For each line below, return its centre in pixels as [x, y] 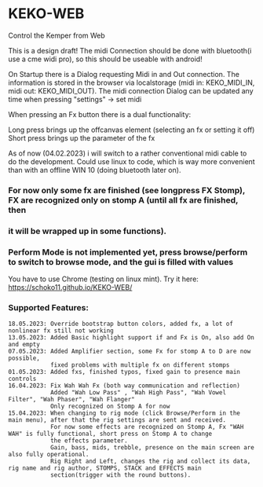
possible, [24, 358]
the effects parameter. [89, 441]
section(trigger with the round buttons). [121, 475]
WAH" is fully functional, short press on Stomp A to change [110, 434]
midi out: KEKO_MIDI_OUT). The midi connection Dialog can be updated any [131, 90]
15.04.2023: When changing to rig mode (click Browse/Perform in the [124, 413]
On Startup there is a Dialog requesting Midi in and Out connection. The [124, 74]
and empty [24, 345]
